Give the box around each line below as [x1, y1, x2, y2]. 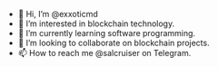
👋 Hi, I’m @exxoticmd [17, 9, 98, 19]
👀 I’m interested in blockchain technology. [17, 18, 175, 29]
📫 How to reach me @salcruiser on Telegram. [17, 48, 192, 58]
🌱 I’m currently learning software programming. [17, 28, 196, 38]
